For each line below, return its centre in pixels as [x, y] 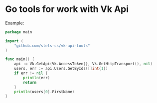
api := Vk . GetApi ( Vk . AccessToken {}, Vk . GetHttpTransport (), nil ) [83, 64]
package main [19, 32]
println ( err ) [37, 78]
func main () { [20, 59]
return [30, 82]
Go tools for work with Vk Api [67, 9]
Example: [15, 23]
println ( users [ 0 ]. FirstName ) [44, 92]
